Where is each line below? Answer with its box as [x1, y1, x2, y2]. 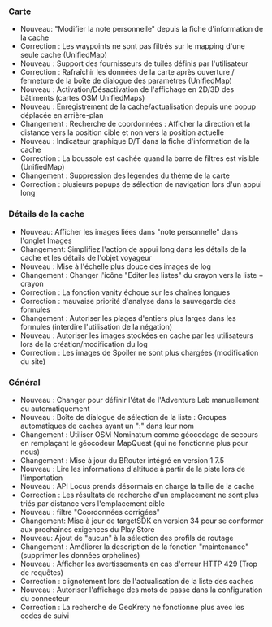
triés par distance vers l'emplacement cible [19, 498, 165, 508]
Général [8, 376, 41, 387]
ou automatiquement [19, 404, 90, 413]
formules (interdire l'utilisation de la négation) [19, 322, 173, 331]
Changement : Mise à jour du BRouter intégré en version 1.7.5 [19, 455, 225, 465]
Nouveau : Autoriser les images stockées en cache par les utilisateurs [19, 331, 254, 340]
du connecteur [19, 593, 70, 603]
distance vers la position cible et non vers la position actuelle [19, 128, 225, 137]
